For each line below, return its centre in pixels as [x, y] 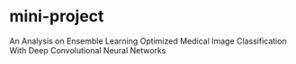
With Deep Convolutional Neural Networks [88, 50]
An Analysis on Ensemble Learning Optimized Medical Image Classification [148, 41]
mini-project [57, 16]
